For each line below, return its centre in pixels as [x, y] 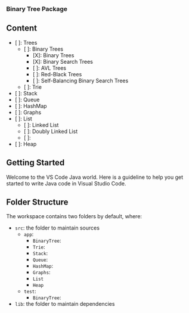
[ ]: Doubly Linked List [51, 131]
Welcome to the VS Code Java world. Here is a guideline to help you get [95, 177]
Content [22, 28]
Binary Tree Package [37, 9]
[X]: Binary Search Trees [63, 61]
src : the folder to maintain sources [57, 228]
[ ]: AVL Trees [49, 68]
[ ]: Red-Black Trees [57, 74]
